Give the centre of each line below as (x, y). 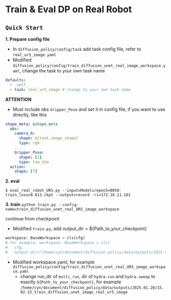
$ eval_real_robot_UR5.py (33, 191)
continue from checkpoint (32, 219)
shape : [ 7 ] (26, 171)
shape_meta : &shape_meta (32, 124)
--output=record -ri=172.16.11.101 (93, 195)
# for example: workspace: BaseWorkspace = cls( (58, 243)
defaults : (16, 80)
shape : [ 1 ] (30, 157)
